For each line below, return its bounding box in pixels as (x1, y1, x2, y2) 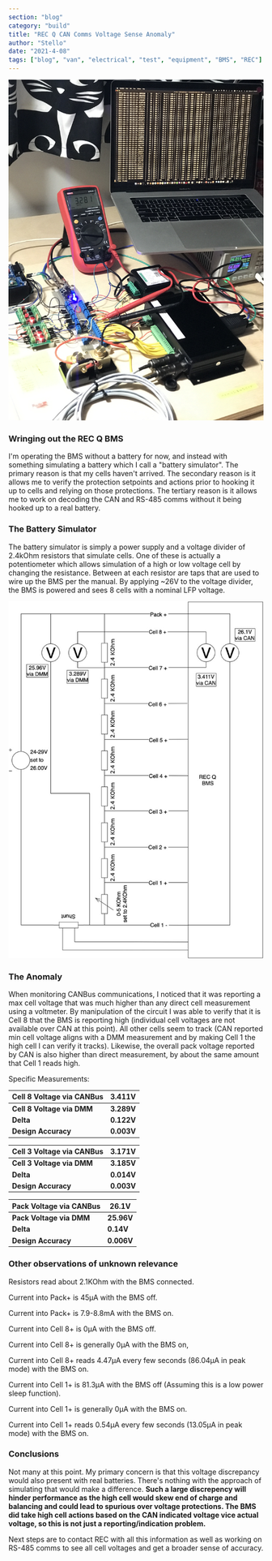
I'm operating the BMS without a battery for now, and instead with (8, 451, 228, 462)
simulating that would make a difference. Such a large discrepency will (8, 1484, 247, 1494)
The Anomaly (8, 970, 63, 982)
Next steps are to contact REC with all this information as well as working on (8, 1534, 262, 1544)
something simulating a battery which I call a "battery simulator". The (8, 460, 239, 470)
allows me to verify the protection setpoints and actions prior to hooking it (8, 477, 255, 487)
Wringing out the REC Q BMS (8, 432, 124, 444)
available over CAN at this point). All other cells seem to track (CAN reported (8, 1023, 263, 1034)
